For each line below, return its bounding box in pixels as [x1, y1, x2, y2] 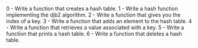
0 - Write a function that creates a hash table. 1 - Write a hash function [6, 5, 178, 12]
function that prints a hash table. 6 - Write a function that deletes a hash [6, 30, 182, 37]
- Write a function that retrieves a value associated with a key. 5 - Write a [6, 24, 184, 31]
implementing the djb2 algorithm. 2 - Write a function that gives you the [6, 11, 181, 18]
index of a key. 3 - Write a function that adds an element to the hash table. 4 [6, 18, 192, 24]
